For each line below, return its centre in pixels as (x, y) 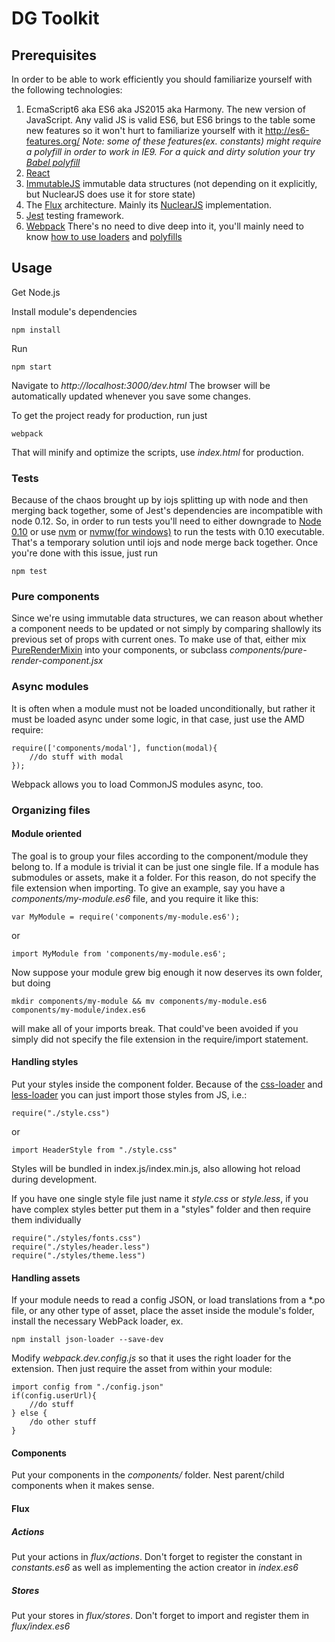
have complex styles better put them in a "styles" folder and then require (161, 1209)
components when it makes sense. (83, 1486)
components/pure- (268, 650)
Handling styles (45, 1062)
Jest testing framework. (74, 215)
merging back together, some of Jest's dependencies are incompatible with (167, 511)
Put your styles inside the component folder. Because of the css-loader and (167, 1084)
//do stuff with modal (76, 757)
